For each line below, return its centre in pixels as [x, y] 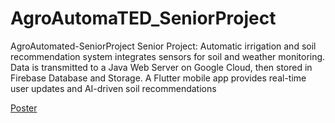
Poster [24, 108]
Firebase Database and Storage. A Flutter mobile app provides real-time [158, 78]
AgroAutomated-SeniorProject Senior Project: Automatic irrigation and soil [163, 46]
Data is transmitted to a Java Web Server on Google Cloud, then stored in [161, 67]
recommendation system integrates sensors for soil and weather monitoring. [168, 56]
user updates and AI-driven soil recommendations [113, 88]
